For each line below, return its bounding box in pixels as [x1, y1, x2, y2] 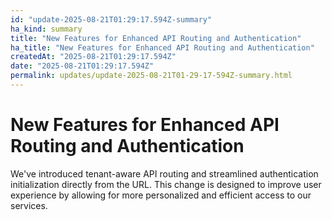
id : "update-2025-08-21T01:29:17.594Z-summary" [10, 14, 213, 25]
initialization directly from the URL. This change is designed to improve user [10, 178, 322, 190]
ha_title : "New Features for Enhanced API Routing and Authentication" [10, 42, 315, 53]
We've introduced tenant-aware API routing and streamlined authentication [10, 167, 319, 180]
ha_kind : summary [10, 24, 83, 34]
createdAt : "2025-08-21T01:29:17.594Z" [10, 52, 177, 62]
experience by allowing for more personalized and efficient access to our [10, 189, 312, 201]
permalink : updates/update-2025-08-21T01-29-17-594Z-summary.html [10, 71, 293, 81]
